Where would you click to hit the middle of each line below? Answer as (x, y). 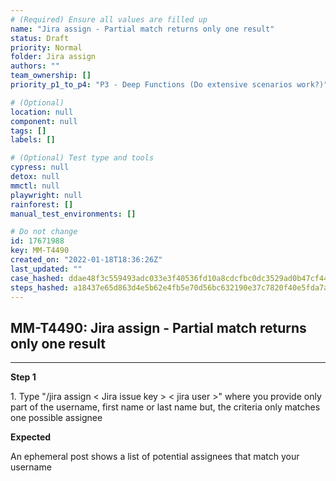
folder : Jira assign (53, 57)
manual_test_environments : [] (73, 214)
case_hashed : (37, 278)
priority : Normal (46, 47)
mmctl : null (35, 186)
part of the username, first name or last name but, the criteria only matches (165, 407)
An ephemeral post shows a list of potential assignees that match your (155, 457)
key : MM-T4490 (40, 251)
